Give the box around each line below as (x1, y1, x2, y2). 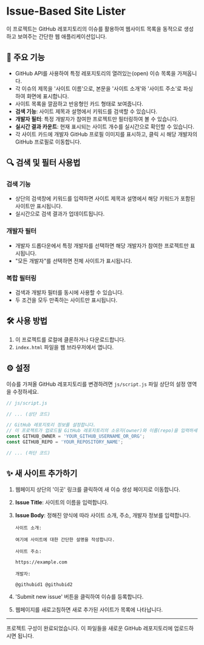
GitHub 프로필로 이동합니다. (15, 138, 82, 145)
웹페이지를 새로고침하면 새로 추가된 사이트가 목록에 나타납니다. (15, 605, 163, 613)
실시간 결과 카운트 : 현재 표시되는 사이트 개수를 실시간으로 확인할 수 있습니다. (15, 123, 195, 130)
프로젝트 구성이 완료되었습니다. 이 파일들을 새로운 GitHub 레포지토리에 (6, 624, 173, 632)
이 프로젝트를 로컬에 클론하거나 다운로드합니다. (15, 336, 126, 343)
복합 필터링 (6, 274, 37, 282)
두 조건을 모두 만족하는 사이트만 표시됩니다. (15, 296, 118, 304)
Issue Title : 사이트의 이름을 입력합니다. (15, 498, 109, 506)
